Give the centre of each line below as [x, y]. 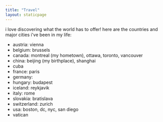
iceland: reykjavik [31, 87]
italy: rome [24, 93]
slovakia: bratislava [33, 98]
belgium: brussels [31, 50]
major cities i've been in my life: [38, 35]
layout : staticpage [26, 15]
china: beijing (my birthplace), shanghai [54, 60]
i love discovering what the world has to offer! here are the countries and [81, 29]
